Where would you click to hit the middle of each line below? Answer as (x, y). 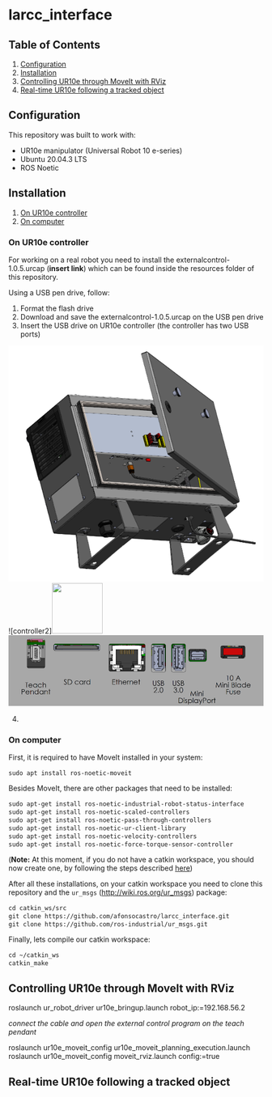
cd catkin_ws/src (38, 909)
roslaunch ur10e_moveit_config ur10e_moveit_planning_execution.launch (130, 1048)
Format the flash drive (57, 308)
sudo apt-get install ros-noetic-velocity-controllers (103, 837)
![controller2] (30, 631)
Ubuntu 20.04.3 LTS (53, 159)
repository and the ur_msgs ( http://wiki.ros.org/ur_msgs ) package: (118, 892)
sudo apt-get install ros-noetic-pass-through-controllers (110, 820)
